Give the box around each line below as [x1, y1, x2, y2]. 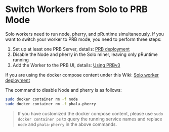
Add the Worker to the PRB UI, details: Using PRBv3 [12, 62, 120, 68]
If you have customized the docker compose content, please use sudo [17, 110, 163, 116]
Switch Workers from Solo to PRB [5, 4, 148, 15]
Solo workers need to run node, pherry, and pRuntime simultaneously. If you [5, 31, 164, 37]
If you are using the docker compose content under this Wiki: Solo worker [5, 72, 159, 78]
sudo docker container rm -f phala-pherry [5, 101, 96, 106]
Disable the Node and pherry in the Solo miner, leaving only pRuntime [12, 51, 158, 57]
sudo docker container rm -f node [5, 97, 78, 102]
